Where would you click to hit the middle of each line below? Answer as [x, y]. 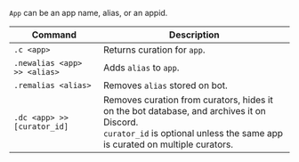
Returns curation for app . [154, 50]
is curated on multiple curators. [169, 144]
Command [54, 35]
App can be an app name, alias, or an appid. [89, 13]
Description [194, 35]
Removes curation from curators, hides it [188, 100]
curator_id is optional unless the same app [193, 133]
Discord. [121, 122]
